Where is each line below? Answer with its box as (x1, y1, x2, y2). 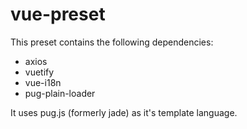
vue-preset (10, 3, 106, 26)
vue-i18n (24, 76, 62, 88)
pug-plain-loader (24, 87, 96, 99)
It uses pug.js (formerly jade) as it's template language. (10, 106, 238, 118)
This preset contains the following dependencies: (10, 36, 214, 48)
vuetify (24, 66, 55, 78)
